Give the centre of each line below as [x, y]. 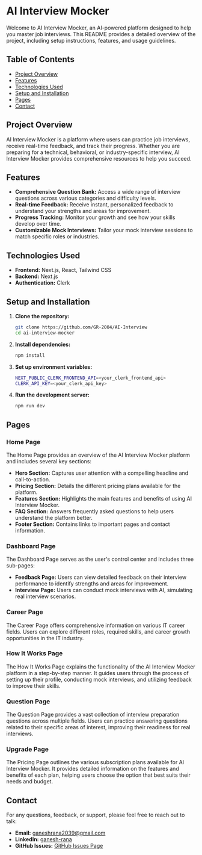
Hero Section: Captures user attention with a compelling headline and [102, 473]
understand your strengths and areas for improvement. [83, 211]
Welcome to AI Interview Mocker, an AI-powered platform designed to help [99, 28]
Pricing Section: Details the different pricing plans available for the [98, 486]
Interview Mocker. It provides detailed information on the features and [93, 769]
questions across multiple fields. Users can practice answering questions [97, 721]
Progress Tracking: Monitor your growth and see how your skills [95, 217]
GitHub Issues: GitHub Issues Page [59, 846]
